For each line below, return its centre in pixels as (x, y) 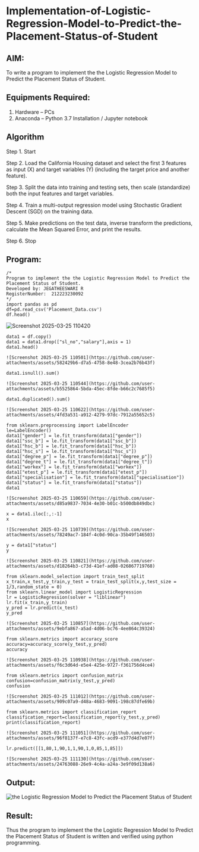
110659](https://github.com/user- (113, 499)
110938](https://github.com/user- (113, 660)
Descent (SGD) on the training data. (50, 211)
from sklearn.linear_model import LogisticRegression (74, 592)
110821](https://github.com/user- (113, 561)
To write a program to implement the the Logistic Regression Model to (91, 72)
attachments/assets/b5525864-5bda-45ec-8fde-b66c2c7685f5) (81, 389)
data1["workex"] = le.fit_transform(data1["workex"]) (74, 467)
